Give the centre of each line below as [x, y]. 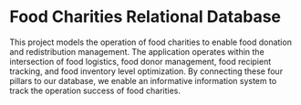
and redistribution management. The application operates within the [137, 51]
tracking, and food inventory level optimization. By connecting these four [146, 71]
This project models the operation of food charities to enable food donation [150, 42]
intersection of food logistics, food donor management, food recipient [140, 61]
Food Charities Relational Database [145, 17]
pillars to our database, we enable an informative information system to [143, 80]
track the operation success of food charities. [95, 90]
